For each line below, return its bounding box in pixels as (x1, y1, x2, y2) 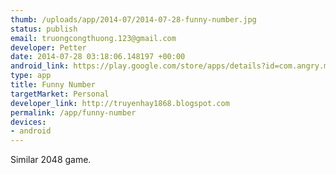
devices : (10, 117, 47, 127)
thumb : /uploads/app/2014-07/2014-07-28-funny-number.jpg (10, 14, 257, 25)
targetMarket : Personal (10, 89, 110, 99)
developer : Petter (10, 42, 87, 53)
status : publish (10, 24, 78, 34)
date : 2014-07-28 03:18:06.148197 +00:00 (10, 52, 186, 62)
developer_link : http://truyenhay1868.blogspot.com (10, 98, 230, 108)
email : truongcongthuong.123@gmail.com (10, 33, 177, 43)
